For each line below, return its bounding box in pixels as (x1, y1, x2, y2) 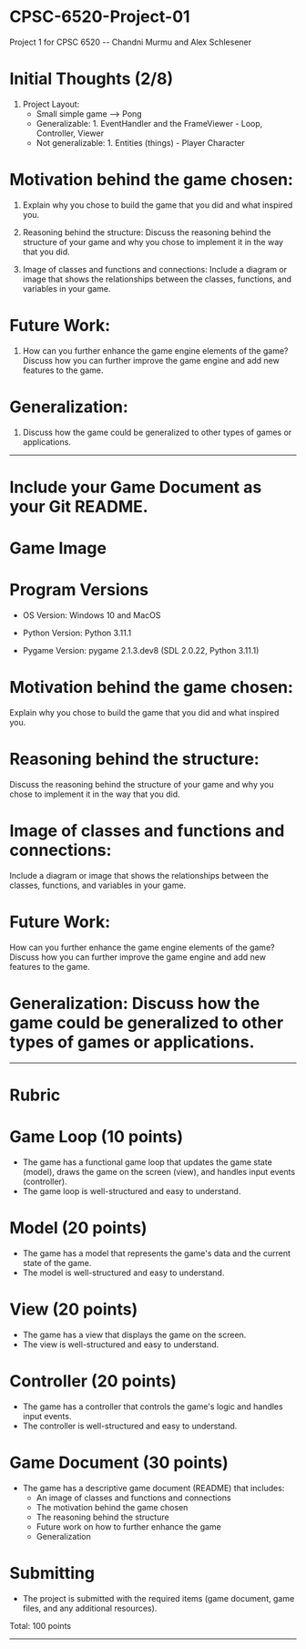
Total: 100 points (9, 1620, 71, 1631)
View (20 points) (9, 1299, 138, 1319)
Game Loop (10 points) (9, 1127, 184, 1148)
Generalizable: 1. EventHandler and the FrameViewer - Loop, (36, 118, 263, 129)
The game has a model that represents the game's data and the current (22, 1247, 291, 1259)
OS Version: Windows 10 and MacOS (22, 610, 161, 621)
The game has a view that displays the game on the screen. (22, 1329, 247, 1340)
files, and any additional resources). (22, 1603, 158, 1613)
